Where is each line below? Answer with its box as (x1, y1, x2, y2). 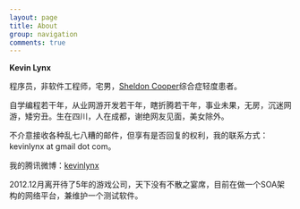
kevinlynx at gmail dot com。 (9, 141, 116, 152)
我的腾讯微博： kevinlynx (9, 160, 100, 171)
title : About (9, 21, 58, 30)
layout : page (9, 13, 58, 22)
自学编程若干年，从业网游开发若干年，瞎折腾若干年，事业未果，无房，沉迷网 (9, 100, 292, 111)
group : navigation (9, 29, 78, 38)
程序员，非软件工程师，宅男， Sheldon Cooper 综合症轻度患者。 (9, 81, 243, 92)
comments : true (9, 38, 66, 47)
